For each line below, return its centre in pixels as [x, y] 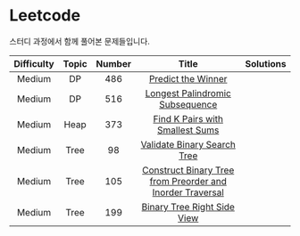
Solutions [266, 63]
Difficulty [34, 63]
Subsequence [188, 104]
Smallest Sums [188, 130]
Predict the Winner [188, 78]
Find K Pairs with [188, 118]
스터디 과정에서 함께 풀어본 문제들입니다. [79, 41]
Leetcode [45, 16]
